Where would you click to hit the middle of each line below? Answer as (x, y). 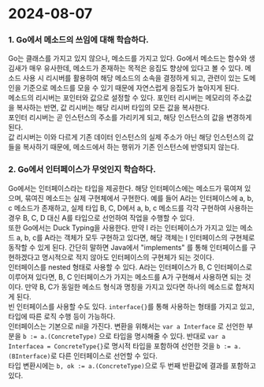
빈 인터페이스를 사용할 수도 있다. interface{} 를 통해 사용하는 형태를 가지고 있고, (131, 306)
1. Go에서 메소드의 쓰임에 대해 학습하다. (78, 40)
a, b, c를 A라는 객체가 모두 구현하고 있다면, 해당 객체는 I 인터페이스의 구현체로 (136, 237)
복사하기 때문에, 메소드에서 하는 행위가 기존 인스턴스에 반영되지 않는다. (131, 147)
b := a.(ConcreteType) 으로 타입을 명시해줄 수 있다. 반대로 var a (124, 336)
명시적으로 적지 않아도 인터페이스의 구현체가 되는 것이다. (128, 257)
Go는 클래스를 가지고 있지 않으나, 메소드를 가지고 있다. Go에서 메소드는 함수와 (128, 58)
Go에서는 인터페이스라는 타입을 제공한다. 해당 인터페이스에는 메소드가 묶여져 (125, 188)
